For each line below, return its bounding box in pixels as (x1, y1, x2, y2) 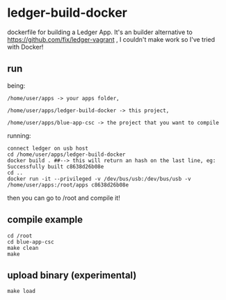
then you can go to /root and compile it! (7, 194, 120, 202)
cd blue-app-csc (7, 238, 54, 245)
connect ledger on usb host (7, 145, 89, 152)
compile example (7, 214, 83, 226)
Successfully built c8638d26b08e (7, 163, 104, 170)
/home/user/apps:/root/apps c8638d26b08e (7, 181, 129, 189)
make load (7, 287, 36, 295)
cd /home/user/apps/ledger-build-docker (7, 151, 127, 158)
